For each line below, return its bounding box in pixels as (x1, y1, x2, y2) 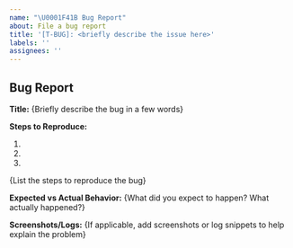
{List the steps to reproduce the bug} (9, 174, 146, 185)
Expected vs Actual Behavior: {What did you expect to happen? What (9, 192, 270, 203)
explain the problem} (9, 228, 87, 239)
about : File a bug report (9, 22, 106, 31)
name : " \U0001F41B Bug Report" (9, 13, 127, 22)
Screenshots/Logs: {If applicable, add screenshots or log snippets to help (9, 219, 285, 230)
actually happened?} (9, 201, 85, 212)
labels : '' (9, 38, 50, 48)
